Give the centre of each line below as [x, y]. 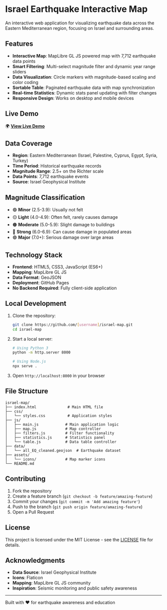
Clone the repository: [34, 315]
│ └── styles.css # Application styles [59, 416]
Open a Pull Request [33, 512]
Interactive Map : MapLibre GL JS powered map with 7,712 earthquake [84, 56]
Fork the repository [32, 491]
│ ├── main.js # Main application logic [62, 424]
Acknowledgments [35, 560]
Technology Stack [34, 255]
